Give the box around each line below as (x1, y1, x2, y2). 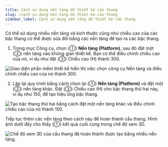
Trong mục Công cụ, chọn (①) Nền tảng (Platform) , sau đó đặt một (12, 45, 154, 51)
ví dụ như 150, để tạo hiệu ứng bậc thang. (12, 91, 99, 97)
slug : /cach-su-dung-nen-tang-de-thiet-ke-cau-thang (5, 12, 118, 17)
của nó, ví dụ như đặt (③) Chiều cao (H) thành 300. (12, 56, 120, 62)
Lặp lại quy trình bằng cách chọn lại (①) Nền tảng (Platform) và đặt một (12, 80, 163, 86)
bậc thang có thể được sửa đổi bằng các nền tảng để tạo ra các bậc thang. (5, 35, 160, 41)
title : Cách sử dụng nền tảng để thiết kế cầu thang (5, 7, 118, 12)
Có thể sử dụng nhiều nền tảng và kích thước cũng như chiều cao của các (5, 30, 158, 36)
